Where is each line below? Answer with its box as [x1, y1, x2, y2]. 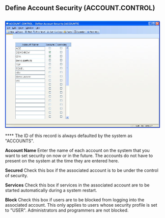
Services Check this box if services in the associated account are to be [5, 182, 150, 188]
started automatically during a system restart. [5, 188, 97, 193]
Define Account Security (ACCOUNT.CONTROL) [5, 4, 156, 12]
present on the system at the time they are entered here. [5, 158, 119, 164]
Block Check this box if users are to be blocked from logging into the [5, 197, 145, 203]
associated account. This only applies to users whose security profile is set [5, 202, 158, 208]
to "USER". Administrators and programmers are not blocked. [5, 207, 129, 213]
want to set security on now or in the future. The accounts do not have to [5, 153, 153, 159]
